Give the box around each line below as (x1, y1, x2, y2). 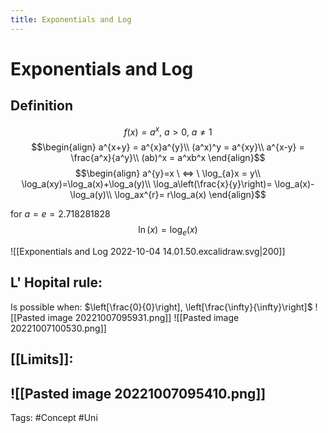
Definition (10, 97, 73, 115)
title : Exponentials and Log (10, 14, 132, 25)
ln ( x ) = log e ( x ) (138, 224, 198, 238)
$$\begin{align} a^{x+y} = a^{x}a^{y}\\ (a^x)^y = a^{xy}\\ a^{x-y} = (31, 141, 305, 153)
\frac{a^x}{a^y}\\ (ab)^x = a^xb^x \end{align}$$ (70, 152, 266, 164)
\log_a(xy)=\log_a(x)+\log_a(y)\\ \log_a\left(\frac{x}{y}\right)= (21, 178, 273, 190)
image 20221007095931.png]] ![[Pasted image (47, 311, 240, 323)
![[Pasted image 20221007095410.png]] (10, 385, 267, 402)
